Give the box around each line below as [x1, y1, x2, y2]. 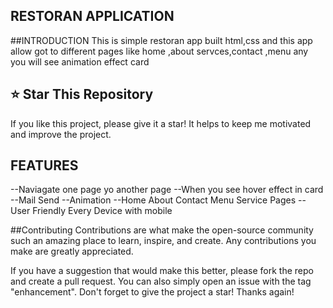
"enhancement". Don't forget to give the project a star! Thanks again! [10, 286, 295, 298]
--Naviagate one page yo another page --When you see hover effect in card [10, 184, 324, 196]
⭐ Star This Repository [10, 86, 154, 103]
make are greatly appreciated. [10, 245, 134, 258]
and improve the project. [10, 128, 112, 140]
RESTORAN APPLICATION [10, 8, 175, 25]
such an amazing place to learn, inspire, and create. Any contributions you [10, 235, 317, 247]
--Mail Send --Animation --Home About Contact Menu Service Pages [10, 194, 297, 206]
